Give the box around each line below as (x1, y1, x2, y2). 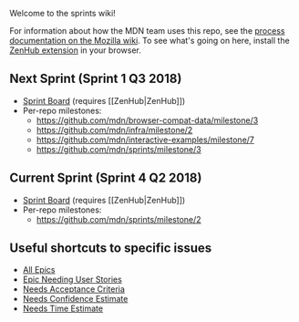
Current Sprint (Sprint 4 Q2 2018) (9, 171, 202, 186)
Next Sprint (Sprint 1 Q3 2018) (9, 71, 182, 87)
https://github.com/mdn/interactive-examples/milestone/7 (36, 134, 255, 145)
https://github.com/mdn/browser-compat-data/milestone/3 (36, 114, 259, 126)
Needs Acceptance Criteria (22, 284, 126, 295)
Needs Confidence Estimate (22, 294, 129, 305)
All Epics (22, 265, 56, 275)
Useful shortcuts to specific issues (9, 241, 212, 256)
